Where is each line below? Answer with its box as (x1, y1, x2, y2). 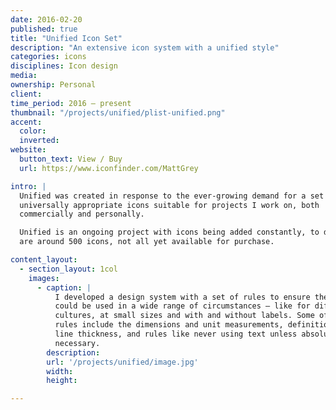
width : (46, 366, 74, 376)
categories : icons (10, 52, 87, 62)
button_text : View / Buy (19, 154, 123, 164)
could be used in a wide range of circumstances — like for (54, 301, 311, 311)
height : (46, 376, 78, 386)
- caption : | (36, 282, 92, 293)
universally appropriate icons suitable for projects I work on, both (19, 200, 320, 210)
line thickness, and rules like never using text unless (54, 329, 298, 339)
